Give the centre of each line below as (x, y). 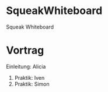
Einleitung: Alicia (26, 66)
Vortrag (25, 50)
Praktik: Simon (32, 84)
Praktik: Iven (29, 77)
